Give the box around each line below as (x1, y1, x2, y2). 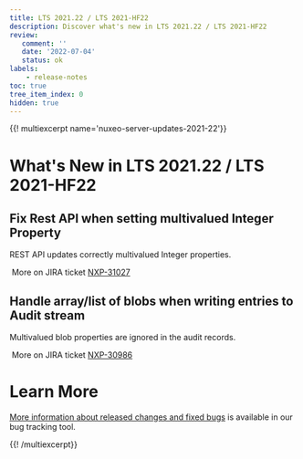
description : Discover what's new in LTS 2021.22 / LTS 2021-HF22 (9, 22, 267, 31)
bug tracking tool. (9, 422, 76, 433)
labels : (9, 65, 39, 74)
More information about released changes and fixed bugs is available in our (9, 412, 294, 422)
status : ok (21, 56, 64, 65)
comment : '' (21, 38, 68, 48)
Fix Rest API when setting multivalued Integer (9, 211, 274, 226)
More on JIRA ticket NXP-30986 (11, 349, 133, 360)
